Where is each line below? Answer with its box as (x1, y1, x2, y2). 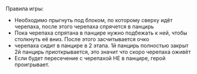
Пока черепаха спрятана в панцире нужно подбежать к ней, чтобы (14, 29, 187, 36)
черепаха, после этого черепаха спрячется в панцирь (14, 23, 154, 30)
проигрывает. (14, 61, 50, 68)
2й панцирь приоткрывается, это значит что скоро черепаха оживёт (14, 48, 192, 55)
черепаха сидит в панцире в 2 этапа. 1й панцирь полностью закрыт (14, 42, 189, 49)
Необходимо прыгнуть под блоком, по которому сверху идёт (14, 17, 173, 23)
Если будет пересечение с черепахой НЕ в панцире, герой (14, 55, 166, 61)
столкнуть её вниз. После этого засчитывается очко (14, 36, 150, 42)
